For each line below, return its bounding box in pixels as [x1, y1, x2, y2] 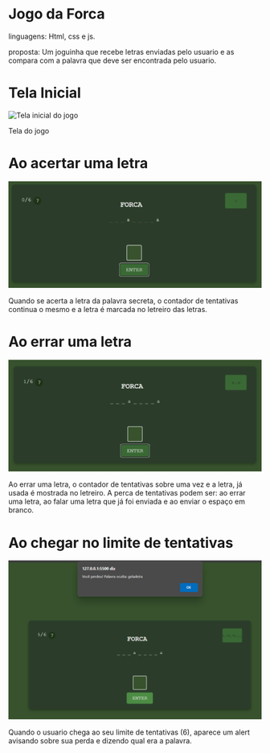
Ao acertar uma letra [8, 154, 149, 173]
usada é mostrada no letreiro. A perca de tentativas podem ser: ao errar [8, 488, 247, 498]
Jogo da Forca [8, 5, 106, 23]
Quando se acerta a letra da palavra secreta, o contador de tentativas [8, 295, 239, 306]
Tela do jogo [8, 125, 50, 135]
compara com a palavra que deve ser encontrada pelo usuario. [8, 56, 217, 65]
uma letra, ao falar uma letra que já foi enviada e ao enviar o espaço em [8, 496, 246, 507]
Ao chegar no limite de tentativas [8, 533, 234, 552]
